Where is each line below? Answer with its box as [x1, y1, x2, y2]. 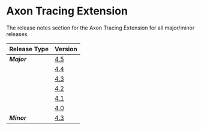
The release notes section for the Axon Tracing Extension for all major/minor [6, 24, 195, 31]
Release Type [9, 45, 49, 53]
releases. [6, 30, 29, 37]
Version [54, 45, 77, 53]
